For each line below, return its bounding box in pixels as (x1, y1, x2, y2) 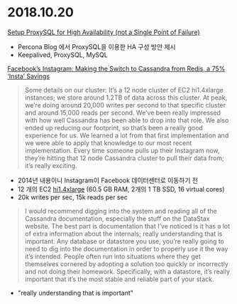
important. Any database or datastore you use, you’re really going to (24, 236, 225, 246)
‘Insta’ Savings (7, 72, 50, 80)
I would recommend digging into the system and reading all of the (24, 206, 218, 215)
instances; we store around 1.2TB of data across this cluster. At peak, (24, 93, 228, 102)
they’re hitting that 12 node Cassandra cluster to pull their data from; (24, 154, 225, 162)
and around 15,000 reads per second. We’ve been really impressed (24, 108, 221, 117)
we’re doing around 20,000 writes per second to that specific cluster (24, 100, 226, 109)
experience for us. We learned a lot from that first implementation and (24, 131, 229, 140)
